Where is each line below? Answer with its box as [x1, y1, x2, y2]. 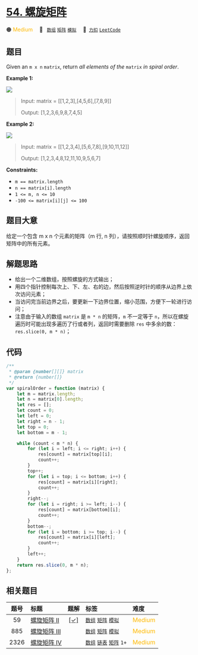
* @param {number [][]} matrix [8, 369, 84, 375]
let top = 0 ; [17, 424, 49, 430]
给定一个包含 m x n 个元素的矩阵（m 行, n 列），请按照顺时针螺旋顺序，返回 [6, 232, 190, 239]
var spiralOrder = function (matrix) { [6, 385, 105, 391]
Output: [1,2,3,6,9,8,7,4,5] [20, 108, 83, 116]
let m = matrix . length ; [17, 391, 76, 397]
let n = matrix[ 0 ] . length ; [17, 397, 84, 403]
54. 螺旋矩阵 [6, 5, 67, 19]
